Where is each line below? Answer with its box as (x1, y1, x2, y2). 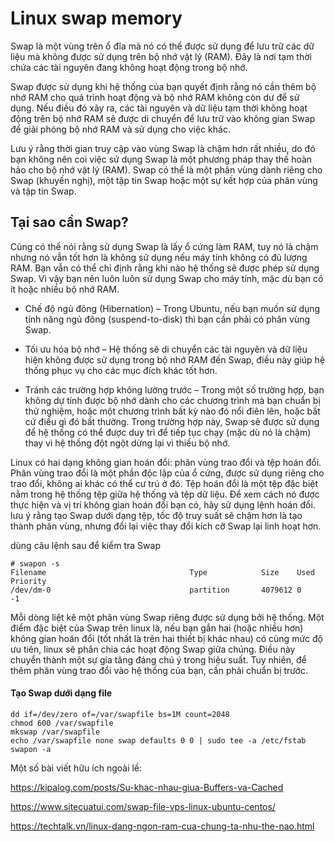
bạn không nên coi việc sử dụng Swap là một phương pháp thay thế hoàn (10, 153, 313, 165)
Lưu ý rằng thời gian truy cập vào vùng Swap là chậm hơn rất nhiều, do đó (10, 142, 316, 154)
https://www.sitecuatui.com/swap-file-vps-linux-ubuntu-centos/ (10, 800, 276, 812)
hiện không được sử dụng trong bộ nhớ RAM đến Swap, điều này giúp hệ (24, 353, 326, 366)
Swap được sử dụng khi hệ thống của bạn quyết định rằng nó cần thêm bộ (10, 80, 317, 92)
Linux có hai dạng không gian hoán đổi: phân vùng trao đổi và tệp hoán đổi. (10, 456, 322, 468)
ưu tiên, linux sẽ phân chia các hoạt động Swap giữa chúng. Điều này (10, 643, 296, 655)
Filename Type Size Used (10, 567, 315, 577)
